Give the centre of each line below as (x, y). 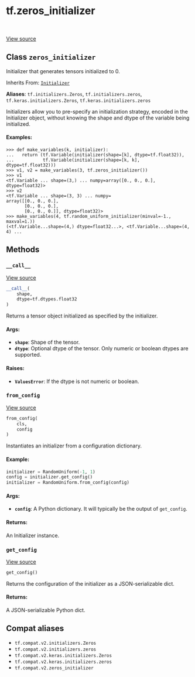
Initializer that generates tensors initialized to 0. (63, 71)
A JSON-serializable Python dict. (46, 610)
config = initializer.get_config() (49, 477)
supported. (28, 355)
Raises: (15, 368)
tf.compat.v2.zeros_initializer (54, 668)
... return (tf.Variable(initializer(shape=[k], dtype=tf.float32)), (95, 155)
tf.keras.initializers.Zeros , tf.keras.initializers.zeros (78, 100)
